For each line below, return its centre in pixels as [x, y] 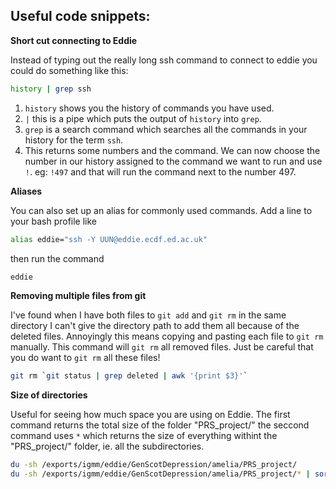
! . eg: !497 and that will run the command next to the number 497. [160, 171]
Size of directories [49, 395]
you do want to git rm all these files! [85, 358]
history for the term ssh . [74, 140]
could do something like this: [69, 70]
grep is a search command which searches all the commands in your [166, 129]
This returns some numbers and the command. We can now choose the [172, 150]
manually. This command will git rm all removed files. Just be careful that [162, 347]
